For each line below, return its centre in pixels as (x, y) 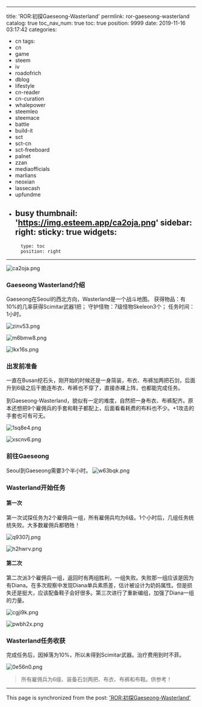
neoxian (25, 182)
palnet (23, 156)
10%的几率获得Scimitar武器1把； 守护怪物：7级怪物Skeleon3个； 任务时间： (100, 307)
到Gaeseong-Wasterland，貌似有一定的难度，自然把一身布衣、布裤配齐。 (97, 401)
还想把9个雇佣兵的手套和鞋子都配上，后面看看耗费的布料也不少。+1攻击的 (103, 408)
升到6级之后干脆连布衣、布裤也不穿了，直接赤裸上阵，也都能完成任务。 (95, 388)
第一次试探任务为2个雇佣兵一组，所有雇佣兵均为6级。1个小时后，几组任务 (97, 517)
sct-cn (23, 143)
